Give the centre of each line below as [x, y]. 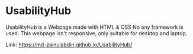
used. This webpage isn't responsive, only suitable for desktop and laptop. [96, 33]
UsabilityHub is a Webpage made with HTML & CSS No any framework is [95, 27]
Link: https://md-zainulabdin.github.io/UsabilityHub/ [69, 45]
